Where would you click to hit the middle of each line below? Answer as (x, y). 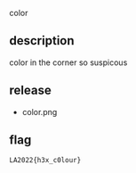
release (30, 91)
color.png (40, 111)
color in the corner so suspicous (68, 62)
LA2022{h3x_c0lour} (45, 161)
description (42, 41)
